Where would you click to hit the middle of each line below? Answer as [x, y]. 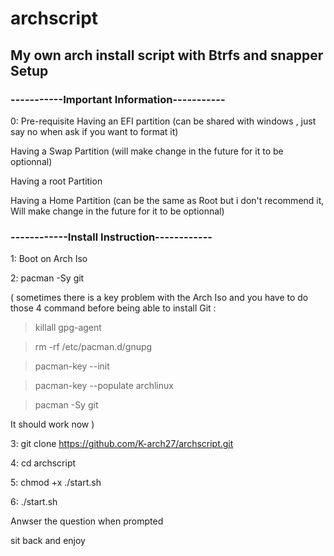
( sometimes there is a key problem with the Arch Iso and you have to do [159, 298]
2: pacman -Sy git [47, 278]
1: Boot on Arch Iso [49, 259]
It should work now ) [52, 424]
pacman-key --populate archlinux [104, 386]
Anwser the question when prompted [87, 521]
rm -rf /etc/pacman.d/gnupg [93, 347]
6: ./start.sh [34, 502]
